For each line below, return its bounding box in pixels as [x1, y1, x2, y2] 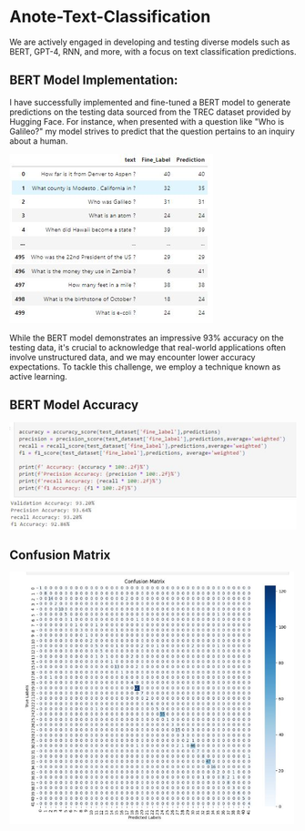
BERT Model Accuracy [9, 398, 139, 413]
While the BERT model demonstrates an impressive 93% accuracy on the [9, 332, 284, 343]
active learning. [9, 370, 68, 381]
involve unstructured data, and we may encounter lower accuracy [9, 351, 256, 362]
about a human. [9, 135, 68, 147]
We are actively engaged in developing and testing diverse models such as [9, 36, 290, 47]
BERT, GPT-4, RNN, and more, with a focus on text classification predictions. [9, 46, 297, 56]
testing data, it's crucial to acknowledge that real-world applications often [9, 341, 287, 352]
